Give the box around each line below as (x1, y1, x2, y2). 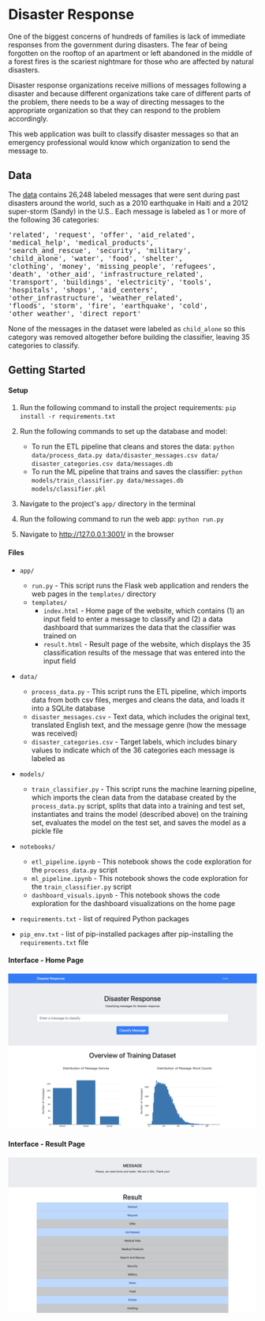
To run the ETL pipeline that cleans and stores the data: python (31, 442, 235, 451)
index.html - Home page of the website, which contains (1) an (43, 606, 244, 615)
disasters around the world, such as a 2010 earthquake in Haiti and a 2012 (8, 198, 248, 207)
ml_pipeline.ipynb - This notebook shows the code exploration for (31, 873, 248, 883)
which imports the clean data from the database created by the (31, 793, 237, 802)
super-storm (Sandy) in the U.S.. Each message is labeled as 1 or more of (8, 207, 246, 216)
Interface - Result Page (8, 1140, 85, 1149)
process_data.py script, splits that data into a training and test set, (31, 800, 245, 810)
